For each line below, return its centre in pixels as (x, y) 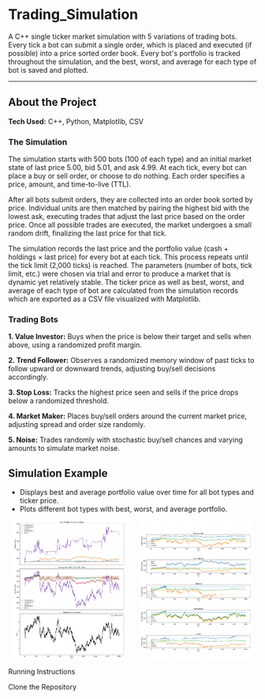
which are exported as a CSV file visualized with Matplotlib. (105, 299)
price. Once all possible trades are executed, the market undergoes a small (130, 225)
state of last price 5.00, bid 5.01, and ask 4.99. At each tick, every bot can (127, 168)
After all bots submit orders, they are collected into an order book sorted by (131, 200)
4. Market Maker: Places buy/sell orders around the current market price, (127, 416)
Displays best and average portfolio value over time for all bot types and (136, 493)
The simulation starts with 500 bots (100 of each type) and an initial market (130, 159)
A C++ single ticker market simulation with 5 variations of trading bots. (123, 36)
